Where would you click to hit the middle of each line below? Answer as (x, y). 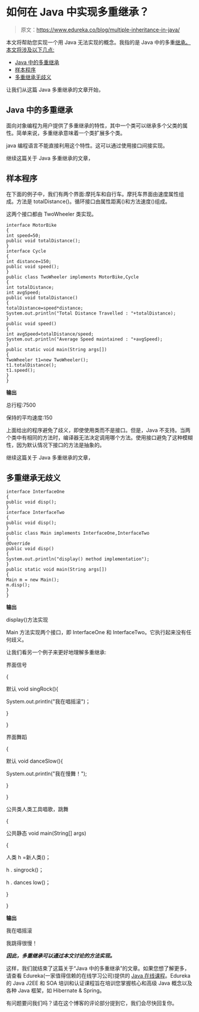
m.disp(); (18, 585)
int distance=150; (29, 261)
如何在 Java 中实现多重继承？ (78, 12)
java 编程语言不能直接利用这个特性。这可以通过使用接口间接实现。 (87, 145)
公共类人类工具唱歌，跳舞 (37, 809)
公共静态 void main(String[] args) (46, 833)
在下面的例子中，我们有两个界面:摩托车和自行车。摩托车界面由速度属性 (93, 194)
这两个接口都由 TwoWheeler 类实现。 (52, 214)
